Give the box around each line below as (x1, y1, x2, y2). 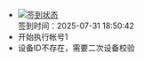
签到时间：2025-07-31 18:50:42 (17, 20, 135, 31)
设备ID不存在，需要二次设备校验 (17, 42, 135, 53)
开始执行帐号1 (17, 32, 68, 42)
